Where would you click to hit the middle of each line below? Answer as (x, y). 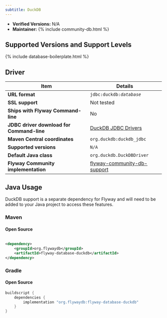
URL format (21, 95)
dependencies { (30, 297)
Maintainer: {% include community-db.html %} (61, 29)
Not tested (102, 103)
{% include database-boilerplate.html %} (47, 57)
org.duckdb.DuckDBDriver (120, 155)
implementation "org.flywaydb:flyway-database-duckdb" (81, 302)
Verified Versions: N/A (36, 24)
